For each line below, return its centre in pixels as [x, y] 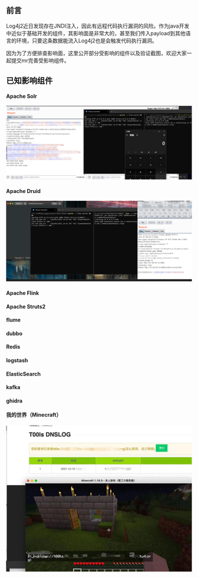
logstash [17, 360]
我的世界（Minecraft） [34, 415]
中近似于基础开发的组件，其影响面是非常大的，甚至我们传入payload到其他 [96, 33]
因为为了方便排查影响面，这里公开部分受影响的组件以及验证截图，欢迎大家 [96, 53]
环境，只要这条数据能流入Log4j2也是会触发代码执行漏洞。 [87, 41]
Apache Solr [22, 96]
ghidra [14, 401]
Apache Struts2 [26, 306]
